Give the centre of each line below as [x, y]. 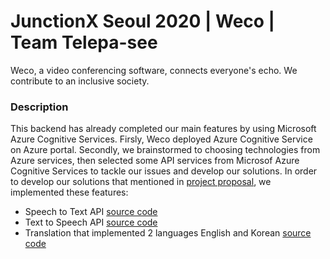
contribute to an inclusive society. [80, 81]
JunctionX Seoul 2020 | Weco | [143, 21]
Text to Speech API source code [91, 222]
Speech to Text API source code [91, 212]
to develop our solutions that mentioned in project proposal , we [141, 182]
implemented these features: [69, 192]
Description [39, 107]
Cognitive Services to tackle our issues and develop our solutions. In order [164, 171]
